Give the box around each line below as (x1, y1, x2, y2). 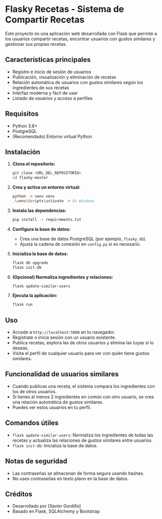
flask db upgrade (12, 260, 49, 265)
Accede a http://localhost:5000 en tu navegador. (12, 329, 115, 335)
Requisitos (5, 109, 39, 118)
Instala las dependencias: (12, 208, 67, 213)
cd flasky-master (12, 175, 49, 180)
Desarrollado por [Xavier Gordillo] (12, 503, 81, 509)
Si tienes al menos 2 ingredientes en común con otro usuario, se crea (12, 394, 154, 400)
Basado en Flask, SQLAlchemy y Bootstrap (12, 509, 100, 515)
